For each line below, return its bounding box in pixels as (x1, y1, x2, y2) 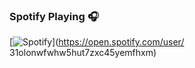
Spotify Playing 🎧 (9, 9, 99, 23)
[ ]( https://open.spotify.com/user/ (9, 36, 185, 48)
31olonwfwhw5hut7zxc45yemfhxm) (9, 47, 157, 59)
